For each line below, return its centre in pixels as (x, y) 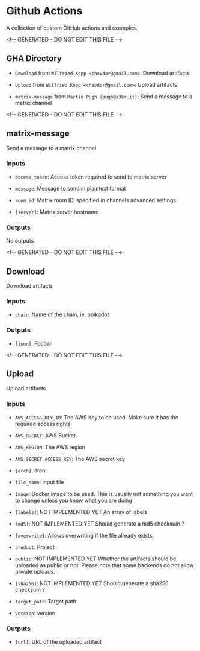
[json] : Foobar (33, 343)
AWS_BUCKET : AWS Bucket (45, 435)
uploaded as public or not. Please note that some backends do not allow (104, 565)
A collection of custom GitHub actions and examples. (72, 28)
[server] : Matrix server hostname (57, 212)
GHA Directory (34, 59)
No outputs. (21, 241)
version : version (35, 613)
